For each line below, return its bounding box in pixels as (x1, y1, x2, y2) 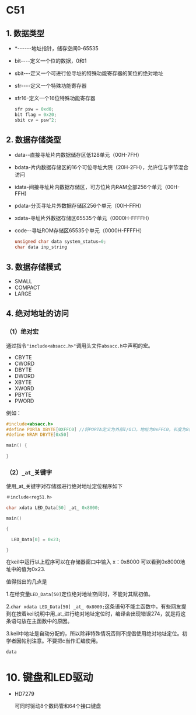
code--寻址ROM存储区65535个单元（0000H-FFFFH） (14, 227, 145, 234)
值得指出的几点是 (6, 578, 47, 585)
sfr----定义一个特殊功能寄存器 (14, 82, 87, 89)
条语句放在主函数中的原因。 (6, 618, 73, 625)
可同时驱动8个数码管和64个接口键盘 (14, 703, 101, 710)
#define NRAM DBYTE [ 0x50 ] (6, 432, 69, 438)
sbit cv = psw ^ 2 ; (14, 117, 57, 123)
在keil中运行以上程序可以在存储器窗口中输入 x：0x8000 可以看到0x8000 (6, 558, 181, 565)
